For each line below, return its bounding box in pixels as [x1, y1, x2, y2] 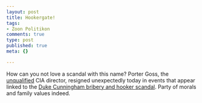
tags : [6, 20, 20, 26]
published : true [6, 43, 47, 49]
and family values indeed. [6, 89, 71, 97]
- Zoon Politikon [6, 25, 50, 32]
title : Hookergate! [6, 15, 56, 21]
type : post [6, 37, 34, 43]
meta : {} [6, 48, 29, 55]
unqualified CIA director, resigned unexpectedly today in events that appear [6, 76, 195, 84]
